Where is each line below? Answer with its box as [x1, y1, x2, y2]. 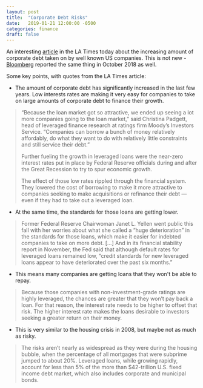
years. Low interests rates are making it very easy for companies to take [15, 91, 196, 98]
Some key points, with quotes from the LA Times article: [6, 73, 147, 80]
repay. [15, 277, 32, 284]
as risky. [15, 332, 36, 340]
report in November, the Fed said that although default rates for [21, 246, 180, 253]
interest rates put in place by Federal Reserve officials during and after [21, 159, 198, 166]
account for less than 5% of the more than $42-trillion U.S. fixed [21, 364, 182, 371]
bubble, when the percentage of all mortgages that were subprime [21, 350, 187, 358]
